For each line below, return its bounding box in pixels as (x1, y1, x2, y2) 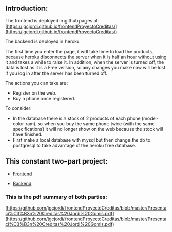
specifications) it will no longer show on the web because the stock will (12, 126, 163, 132)
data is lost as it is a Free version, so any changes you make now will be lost (5, 64, 166, 71)
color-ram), (12, 120, 37, 127)
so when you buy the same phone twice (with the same (37, 120, 155, 127)
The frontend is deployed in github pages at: (5, 17, 99, 24)
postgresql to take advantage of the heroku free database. (12, 142, 136, 148)
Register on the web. (12, 89, 57, 96)
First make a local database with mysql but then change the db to (12, 136, 151, 143)
